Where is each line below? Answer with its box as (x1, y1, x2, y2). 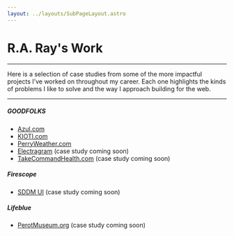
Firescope (7, 170, 37, 178)
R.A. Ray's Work (7, 40, 103, 56)
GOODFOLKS (7, 107, 47, 116)
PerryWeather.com (17, 139, 72, 148)
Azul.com (17, 125, 45, 133)
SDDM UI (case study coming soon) (17, 187, 120, 196)
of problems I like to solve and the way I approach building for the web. (7, 84, 211, 93)
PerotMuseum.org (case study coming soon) (17, 221, 146, 230)
